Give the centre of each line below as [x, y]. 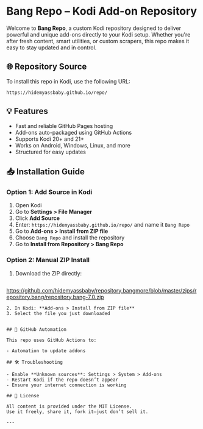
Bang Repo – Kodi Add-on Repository [101, 11]
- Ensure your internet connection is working [66, 385]
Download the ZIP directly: [48, 273]
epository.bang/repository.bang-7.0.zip [55, 297]
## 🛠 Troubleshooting [34, 362]
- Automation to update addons [46, 351]
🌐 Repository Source [47, 67]
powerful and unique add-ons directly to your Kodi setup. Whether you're [98, 34]
